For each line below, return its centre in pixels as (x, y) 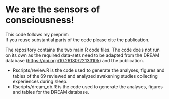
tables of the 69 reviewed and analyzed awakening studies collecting (85, 76)
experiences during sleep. (40, 81)
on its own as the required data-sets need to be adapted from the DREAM (82, 55)
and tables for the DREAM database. (51, 92)
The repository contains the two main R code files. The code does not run (83, 49)
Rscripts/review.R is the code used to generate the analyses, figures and (89, 70)
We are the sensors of (53, 9)
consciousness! (40, 20)
